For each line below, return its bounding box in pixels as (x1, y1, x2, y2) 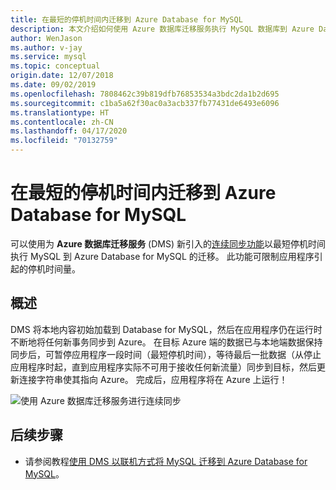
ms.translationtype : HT (10, 107, 110, 118)
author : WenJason (10, 33, 83, 43)
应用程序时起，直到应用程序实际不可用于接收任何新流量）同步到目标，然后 (10, 361, 317, 373)
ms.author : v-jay (10, 42, 83, 53)
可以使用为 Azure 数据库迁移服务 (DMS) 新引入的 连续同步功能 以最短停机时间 (10, 237, 326, 250)
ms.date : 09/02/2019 (10, 80, 97, 90)
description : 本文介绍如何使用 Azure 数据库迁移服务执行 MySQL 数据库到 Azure (10, 24, 315, 34)
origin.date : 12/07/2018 (10, 71, 114, 81)
